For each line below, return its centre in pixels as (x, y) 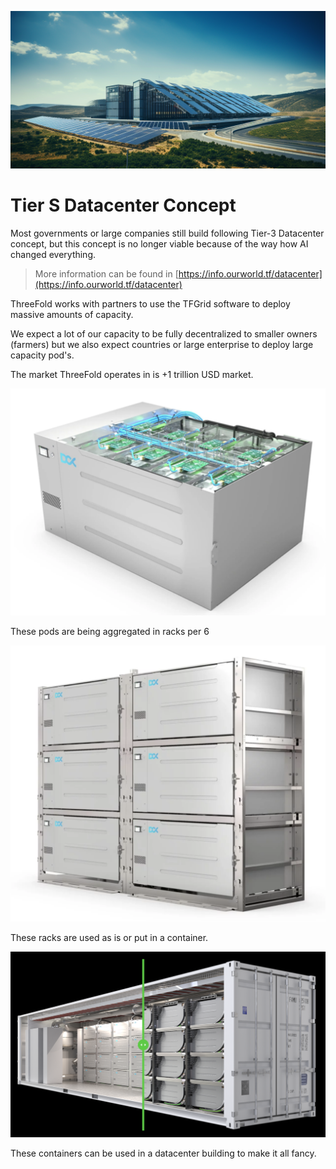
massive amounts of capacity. (72, 314)
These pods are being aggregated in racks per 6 (110, 632)
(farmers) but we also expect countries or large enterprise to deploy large (162, 344)
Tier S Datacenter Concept (123, 205)
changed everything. (53, 254)
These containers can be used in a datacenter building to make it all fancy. (163, 1153)
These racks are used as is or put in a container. (109, 938)
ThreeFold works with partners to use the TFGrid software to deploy (150, 303)
